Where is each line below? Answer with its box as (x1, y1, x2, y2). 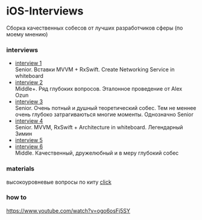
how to (6, 193, 27, 202)
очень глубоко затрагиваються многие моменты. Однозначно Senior (14, 111, 194, 118)
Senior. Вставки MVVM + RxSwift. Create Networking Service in (14, 66, 175, 73)
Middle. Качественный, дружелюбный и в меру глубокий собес (14, 149, 179, 157)
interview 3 (14, 98, 43, 105)
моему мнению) (6, 30, 48, 37)
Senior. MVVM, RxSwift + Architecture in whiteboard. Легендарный (14, 124, 183, 131)
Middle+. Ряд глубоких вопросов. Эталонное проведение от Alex (14, 85, 183, 92)
